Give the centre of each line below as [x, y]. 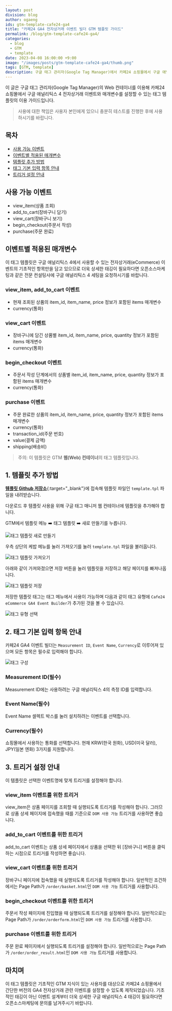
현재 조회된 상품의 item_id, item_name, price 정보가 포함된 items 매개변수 [87, 302]
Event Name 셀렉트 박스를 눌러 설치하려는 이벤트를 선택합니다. [68, 716]
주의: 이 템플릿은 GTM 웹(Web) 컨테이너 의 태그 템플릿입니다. [79, 457]
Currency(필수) [24, 730]
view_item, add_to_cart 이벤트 [43, 290]
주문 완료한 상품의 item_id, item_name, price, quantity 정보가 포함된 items [88, 414]
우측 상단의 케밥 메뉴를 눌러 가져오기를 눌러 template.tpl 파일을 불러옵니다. [81, 547]
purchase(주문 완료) [33, 231]
